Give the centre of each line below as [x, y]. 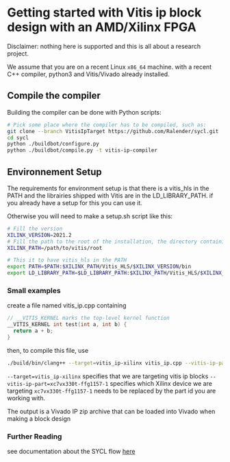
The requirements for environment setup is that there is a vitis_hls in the [108, 188]
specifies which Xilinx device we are [161, 383]
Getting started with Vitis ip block [104, 13]
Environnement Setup [55, 172]
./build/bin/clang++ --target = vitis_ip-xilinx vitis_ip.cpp [95, 363]
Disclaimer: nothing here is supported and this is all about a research [104, 46]
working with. [26, 398]
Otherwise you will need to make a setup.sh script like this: [90, 216]
